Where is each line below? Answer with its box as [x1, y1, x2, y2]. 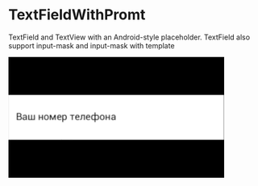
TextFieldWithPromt [8, 6, 146, 24]
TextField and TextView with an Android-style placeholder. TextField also [8, 32, 251, 42]
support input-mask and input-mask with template [8, 40, 175, 50]
